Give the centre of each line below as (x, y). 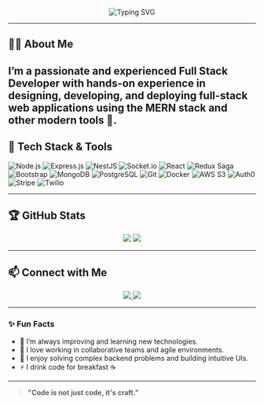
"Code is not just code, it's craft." (83, 392)
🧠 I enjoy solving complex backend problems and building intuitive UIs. (134, 358)
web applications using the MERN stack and (118, 107)
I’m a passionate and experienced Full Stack (118, 71)
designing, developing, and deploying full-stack (128, 96)
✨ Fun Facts (31, 324)
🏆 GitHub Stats (47, 215)
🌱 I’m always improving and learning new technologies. (108, 341)
